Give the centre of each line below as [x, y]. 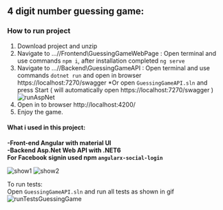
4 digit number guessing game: [76, 11]
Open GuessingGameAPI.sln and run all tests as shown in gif [91, 191]
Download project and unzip [57, 46]
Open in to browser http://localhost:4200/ [76, 104]
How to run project [39, 31]
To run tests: [25, 184]
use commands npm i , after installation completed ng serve [101, 61]
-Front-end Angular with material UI [59, 143]
